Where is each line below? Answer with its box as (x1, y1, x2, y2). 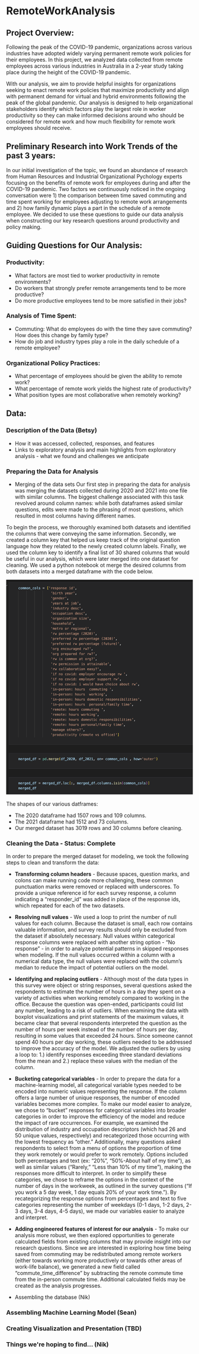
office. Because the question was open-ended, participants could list (14, 1000, 184, 1007)
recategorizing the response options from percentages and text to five (14, 1194, 187, 1202)
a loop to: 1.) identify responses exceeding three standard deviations (14, 1051, 182, 1058)
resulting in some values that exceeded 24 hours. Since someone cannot (14, 1032, 193, 1039)
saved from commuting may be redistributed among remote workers (14, 1250, 182, 1257)
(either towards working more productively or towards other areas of (14, 1257, 182, 1264)
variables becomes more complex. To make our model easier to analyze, (14, 1100, 192, 1107)
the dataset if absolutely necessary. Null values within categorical (14, 932, 175, 939)
